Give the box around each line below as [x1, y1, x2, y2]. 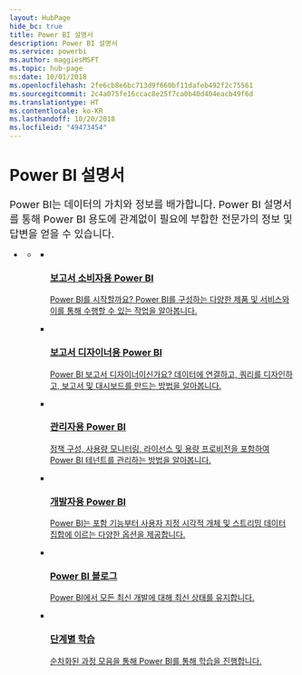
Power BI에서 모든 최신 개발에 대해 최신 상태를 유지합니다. [49, 592, 255, 603]
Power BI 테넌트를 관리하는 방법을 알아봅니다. [49, 454, 211, 465]
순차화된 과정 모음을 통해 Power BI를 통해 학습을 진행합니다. [49, 655, 262, 666]
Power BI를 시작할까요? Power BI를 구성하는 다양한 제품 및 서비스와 [49, 294, 290, 305]
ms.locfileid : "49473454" [9, 124, 107, 133]
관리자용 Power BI [49, 421, 127, 433]
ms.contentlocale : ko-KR [9, 106, 103, 115]
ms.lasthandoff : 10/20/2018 [9, 114, 116, 124]
